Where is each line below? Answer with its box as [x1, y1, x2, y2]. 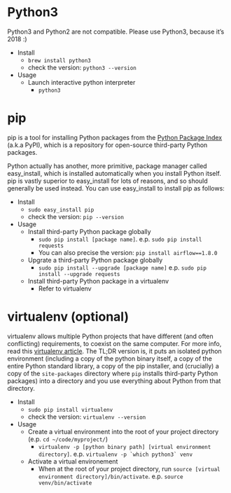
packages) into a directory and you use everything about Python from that [7, 376, 221, 385]
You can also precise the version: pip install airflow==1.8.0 [38, 248, 218, 256]
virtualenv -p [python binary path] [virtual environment [38, 443, 211, 450]
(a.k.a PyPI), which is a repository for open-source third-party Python [7, 141, 208, 149]
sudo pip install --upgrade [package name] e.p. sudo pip [38, 263, 206, 272]
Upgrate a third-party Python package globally [27, 256, 163, 264]
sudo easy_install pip [27, 206, 94, 214]
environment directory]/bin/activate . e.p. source [38, 472, 183, 480]
